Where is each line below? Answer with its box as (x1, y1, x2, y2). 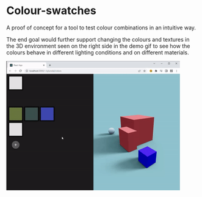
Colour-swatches (6, 4, 96, 18)
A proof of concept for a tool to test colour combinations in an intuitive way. (6, 24, 197, 31)
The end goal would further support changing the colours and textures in (6, 35, 190, 43)
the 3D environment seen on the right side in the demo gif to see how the (6, 42, 190, 50)
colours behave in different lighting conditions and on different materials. (6, 48, 189, 56)
